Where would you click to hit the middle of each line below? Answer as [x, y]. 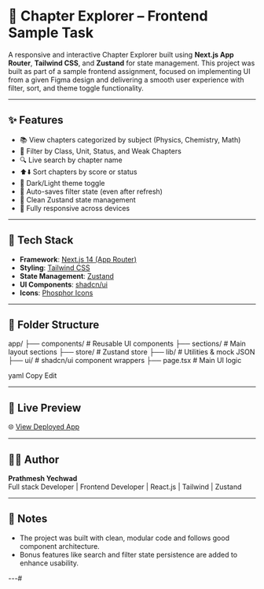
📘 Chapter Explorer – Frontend [108, 16]
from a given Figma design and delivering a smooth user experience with [126, 80]
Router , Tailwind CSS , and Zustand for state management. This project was [132, 63]
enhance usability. [49, 563]
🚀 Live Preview [45, 407]
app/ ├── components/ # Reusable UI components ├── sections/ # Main [127, 344]
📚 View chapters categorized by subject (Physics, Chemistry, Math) [130, 139]
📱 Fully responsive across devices [75, 208]
